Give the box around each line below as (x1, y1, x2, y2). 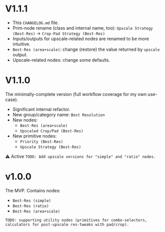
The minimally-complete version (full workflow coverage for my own (5, 91, 147, 97)
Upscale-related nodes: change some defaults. (12, 57, 111, 63)
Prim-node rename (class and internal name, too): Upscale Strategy (12, 25, 153, 31)
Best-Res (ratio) (12, 203, 49, 208)
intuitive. (12, 41, 31, 47)
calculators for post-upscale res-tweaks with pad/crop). (5, 222, 129, 227)
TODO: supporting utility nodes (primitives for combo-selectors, (5, 217, 147, 222)
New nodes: (12, 117, 38, 123)
